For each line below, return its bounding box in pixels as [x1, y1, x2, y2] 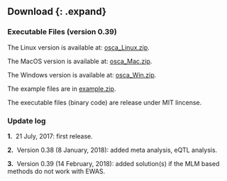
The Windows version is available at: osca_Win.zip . [7, 70, 157, 79]
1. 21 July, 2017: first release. [7, 131, 94, 141]
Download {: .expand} [7, 6, 107, 18]
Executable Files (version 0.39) [7, 27, 117, 37]
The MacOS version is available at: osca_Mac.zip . [7, 57, 153, 65]
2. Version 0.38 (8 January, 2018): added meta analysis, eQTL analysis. [7, 146, 218, 154]
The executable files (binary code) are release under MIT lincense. [7, 98, 202, 106]
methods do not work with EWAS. [7, 167, 106, 175]
